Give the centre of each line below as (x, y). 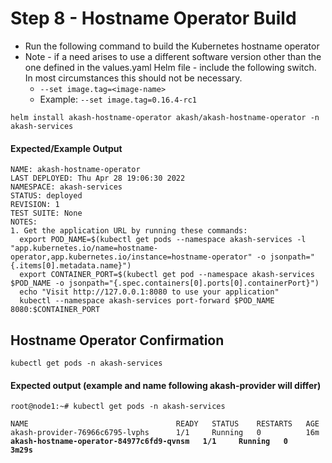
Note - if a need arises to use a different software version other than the (173, 56)
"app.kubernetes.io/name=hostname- (84, 248)
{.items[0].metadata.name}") (71, 266)
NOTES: (24, 222)
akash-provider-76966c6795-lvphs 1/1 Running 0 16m (165, 433)
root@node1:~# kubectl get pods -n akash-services (118, 407)
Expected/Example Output (66, 148)
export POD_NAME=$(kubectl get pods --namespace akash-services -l (163, 240)
